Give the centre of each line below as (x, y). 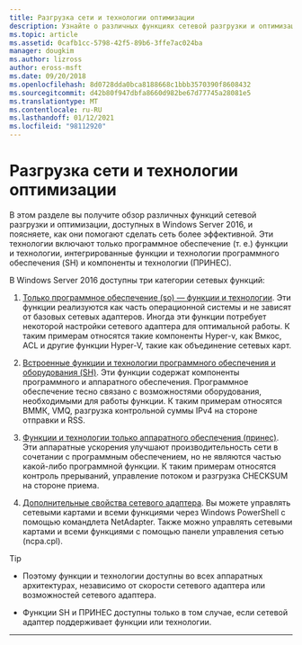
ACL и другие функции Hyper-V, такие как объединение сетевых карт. (157, 345)
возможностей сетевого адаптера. (89, 595)
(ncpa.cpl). (42, 541)
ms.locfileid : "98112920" (58, 127)
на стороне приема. (61, 485)
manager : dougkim (42, 51)
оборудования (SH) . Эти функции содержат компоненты (131, 372)
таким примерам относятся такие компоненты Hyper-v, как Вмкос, (152, 336)
